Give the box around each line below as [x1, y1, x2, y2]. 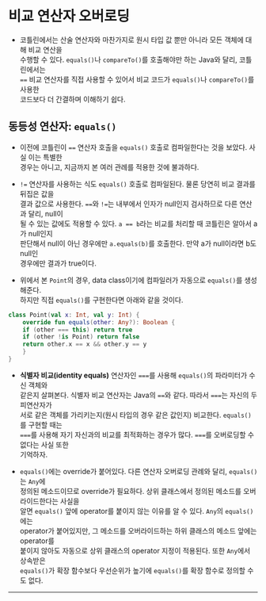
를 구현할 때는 [19, 419, 63, 429]
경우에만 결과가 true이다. [19, 258, 97, 268]
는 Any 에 [19, 477, 46, 486]
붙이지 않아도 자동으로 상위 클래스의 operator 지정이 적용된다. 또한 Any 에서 [19, 545, 251, 555]
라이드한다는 [19, 496, 59, 506]
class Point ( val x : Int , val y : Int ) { [8, 311, 140, 319]
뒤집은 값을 [19, 189, 55, 198]
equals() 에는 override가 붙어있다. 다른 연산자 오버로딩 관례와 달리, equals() [19, 466, 258, 476]
